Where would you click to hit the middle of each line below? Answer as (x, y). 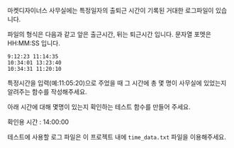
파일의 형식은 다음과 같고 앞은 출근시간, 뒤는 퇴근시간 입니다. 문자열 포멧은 (109, 34)
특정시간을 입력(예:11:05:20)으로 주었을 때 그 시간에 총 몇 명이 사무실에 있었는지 (117, 83)
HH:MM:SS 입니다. (34, 43)
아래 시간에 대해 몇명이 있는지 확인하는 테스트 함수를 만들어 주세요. (99, 107)
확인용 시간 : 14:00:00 (38, 122)
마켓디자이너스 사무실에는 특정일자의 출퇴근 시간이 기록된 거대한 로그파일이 (111, 10)
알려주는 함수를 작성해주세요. (47, 92)
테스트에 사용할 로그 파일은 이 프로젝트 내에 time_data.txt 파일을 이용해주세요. (117, 137)
